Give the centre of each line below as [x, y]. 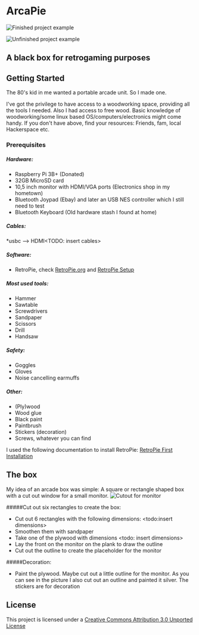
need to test [29, 206]
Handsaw [27, 336]
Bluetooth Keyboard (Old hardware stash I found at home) [85, 212]
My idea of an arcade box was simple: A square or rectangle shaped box [95, 489]
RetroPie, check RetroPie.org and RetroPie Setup [74, 269]
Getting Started [35, 78]
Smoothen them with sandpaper [54, 531]
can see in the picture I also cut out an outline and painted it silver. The [102, 579]
